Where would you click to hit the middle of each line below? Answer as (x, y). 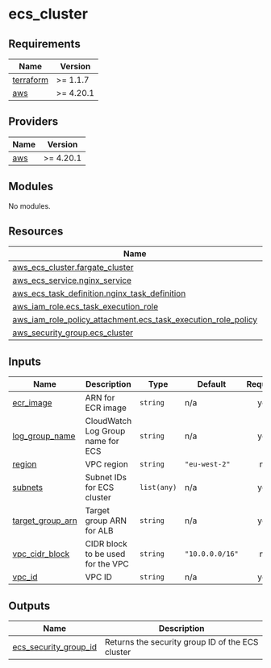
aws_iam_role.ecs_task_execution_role (85, 307)
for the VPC (107, 564)
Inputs (25, 361)
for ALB (100, 531)
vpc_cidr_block (41, 554)
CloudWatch (108, 421)
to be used (105, 554)
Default (212, 384)
